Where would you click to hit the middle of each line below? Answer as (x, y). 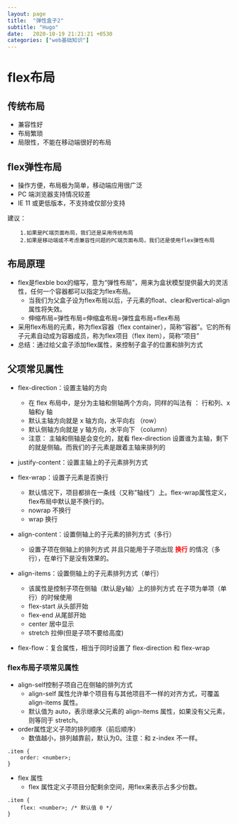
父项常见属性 (36, 369)
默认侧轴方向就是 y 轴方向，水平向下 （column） (99, 429)
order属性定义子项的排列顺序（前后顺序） (79, 729)
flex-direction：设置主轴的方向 (62, 387)
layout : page (27, 14)
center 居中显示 (51, 624)
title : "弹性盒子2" (36, 21)
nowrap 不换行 (50, 510)
